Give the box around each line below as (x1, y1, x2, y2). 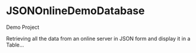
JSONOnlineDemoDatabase (6, 4, 145, 18)
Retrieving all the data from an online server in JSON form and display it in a (6, 35, 191, 42)
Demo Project (6, 24, 40, 31)
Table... (6, 41, 25, 48)
